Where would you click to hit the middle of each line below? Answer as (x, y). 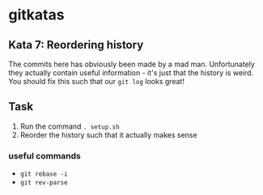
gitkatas (36, 15)
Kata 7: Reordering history (76, 45)
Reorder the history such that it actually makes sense (108, 134)
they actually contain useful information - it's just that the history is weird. (131, 73)
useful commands (45, 155)
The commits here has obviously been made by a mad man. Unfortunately (131, 64)
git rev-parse (44, 183)
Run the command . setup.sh (70, 126)
